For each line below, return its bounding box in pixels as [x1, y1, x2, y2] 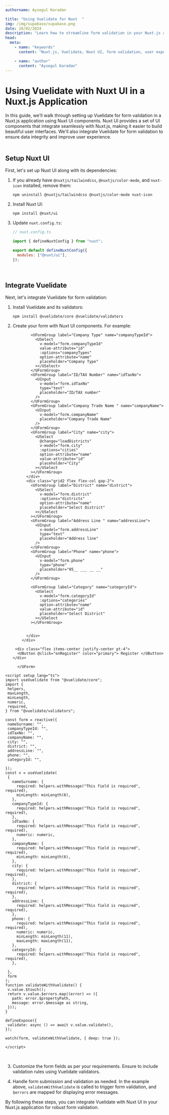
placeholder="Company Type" [39, 359, 99, 364]
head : [5, 35, 17, 40]
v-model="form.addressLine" [39, 527, 99, 532]
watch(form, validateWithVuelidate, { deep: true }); [5, 1036, 121, 1041]
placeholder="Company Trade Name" [39, 416, 112, 422]
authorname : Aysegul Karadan [5, 7, 66, 13]
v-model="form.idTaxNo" [39, 381, 90, 387]
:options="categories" [39, 598, 88, 603]
